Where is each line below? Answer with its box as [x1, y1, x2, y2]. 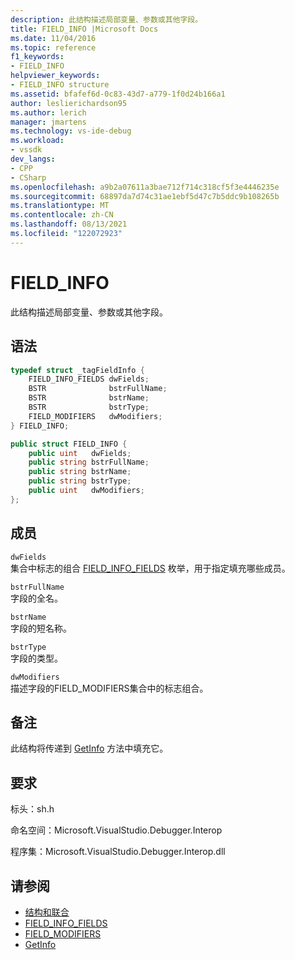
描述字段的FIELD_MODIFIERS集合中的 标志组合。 [10, 682, 209, 694]
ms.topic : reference [10, 42, 97, 53]
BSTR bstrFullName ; [28, 384, 168, 394]
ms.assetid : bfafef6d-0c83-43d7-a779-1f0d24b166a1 [10, 89, 226, 99]
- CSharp [10, 172, 47, 183]
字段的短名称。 [10, 622, 72, 634]
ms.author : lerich [10, 107, 87, 118]
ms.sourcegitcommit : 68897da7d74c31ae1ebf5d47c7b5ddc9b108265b [10, 191, 280, 201]
